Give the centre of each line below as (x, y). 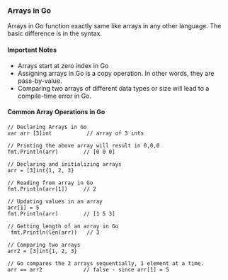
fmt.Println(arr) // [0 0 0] (61, 152)
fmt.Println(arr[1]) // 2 (52, 189)
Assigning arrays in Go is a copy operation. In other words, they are (116, 73)
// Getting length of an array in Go (63, 226)
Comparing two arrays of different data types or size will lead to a (113, 88)
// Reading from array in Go (50, 183)
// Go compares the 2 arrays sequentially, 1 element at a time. (106, 263)
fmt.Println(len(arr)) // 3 (55, 233)
